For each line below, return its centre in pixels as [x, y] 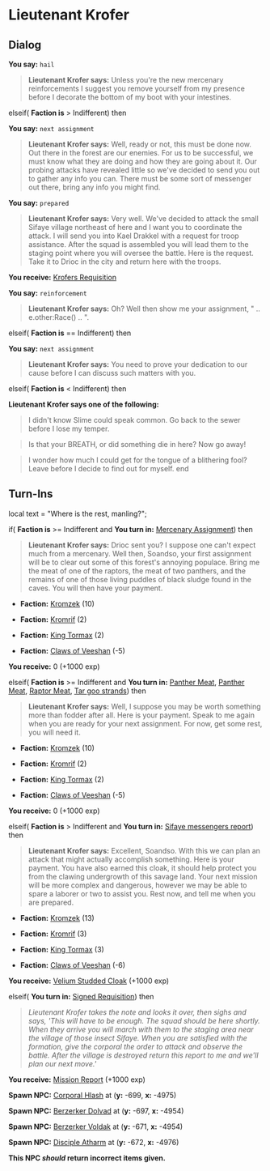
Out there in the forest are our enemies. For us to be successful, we [141, 153]
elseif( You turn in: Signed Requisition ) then [81, 996]
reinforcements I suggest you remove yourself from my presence [136, 88]
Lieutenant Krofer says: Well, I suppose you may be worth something [144, 706]
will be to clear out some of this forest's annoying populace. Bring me [144, 562]
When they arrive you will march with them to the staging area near [141, 1029]
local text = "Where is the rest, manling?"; [78, 513]
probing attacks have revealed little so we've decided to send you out [144, 170]
